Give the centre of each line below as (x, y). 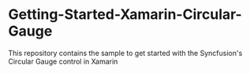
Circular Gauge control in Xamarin (63, 61)
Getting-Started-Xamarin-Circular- (125, 15)
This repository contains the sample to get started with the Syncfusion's (125, 53)
